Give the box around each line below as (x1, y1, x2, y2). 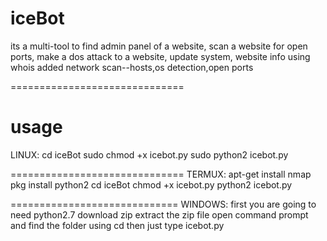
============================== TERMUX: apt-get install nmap (10, 168, 312, 180)
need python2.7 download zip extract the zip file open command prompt (10, 208, 309, 221)
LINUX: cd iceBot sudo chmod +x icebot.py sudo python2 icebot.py (10, 148, 289, 161)
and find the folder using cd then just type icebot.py (10, 219, 225, 231)
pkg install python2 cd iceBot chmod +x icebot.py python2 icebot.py (10, 178, 293, 191)
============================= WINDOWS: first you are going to (10, 198, 317, 210)
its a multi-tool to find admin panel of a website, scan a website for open (10, 40, 308, 52)
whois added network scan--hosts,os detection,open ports (10, 61, 254, 73)
